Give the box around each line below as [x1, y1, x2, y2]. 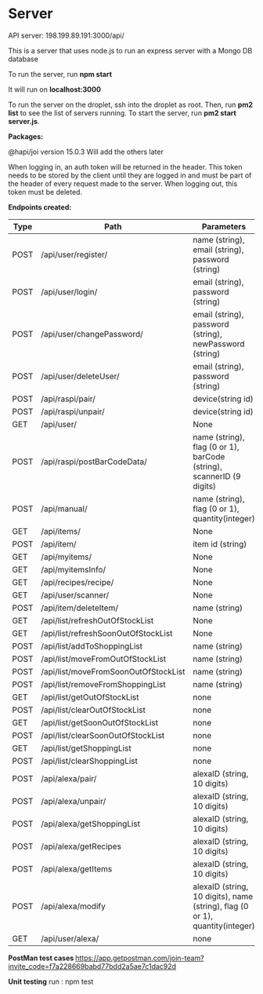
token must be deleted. [8, 187, 83, 196]
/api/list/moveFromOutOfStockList [40, 653, 167, 664]
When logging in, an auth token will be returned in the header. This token [8, 162, 243, 171]
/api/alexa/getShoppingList [40, 818, 141, 829]
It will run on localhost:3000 [8, 84, 102, 94]
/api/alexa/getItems [40, 863, 113, 874]
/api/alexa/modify [40, 901, 106, 912]
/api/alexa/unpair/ [40, 795, 106, 806]
